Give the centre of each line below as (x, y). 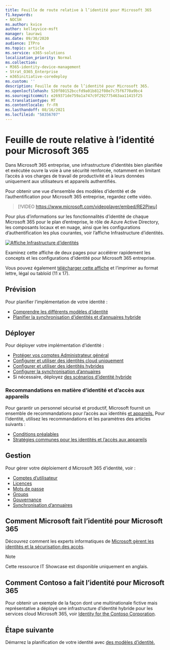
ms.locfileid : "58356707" (33, 115)
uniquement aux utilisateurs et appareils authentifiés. (61, 181)
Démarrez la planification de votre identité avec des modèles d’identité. (80, 642)
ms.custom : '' (20, 81)
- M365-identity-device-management (43, 67)
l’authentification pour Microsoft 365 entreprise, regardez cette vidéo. (79, 196)
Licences (22, 483)
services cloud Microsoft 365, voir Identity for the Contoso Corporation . (81, 614)
